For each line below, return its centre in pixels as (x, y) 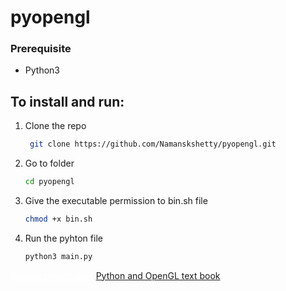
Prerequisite (41, 49)
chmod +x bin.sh (58, 219)
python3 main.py (58, 256)
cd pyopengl (49, 182)
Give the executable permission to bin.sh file (116, 201)
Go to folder (49, 163)
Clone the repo (55, 126)
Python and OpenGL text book (158, 275)
